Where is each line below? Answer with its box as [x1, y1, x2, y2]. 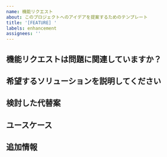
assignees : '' [6, 31, 41, 37]
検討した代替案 [6, 98, 61, 108]
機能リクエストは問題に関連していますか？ [6, 54, 162, 64]
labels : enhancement [6, 25, 57, 31]
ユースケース [6, 120, 52, 130]
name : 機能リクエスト [6, 8, 53, 15]
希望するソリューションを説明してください [6, 76, 162, 86]
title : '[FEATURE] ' [6, 20, 57, 25]
